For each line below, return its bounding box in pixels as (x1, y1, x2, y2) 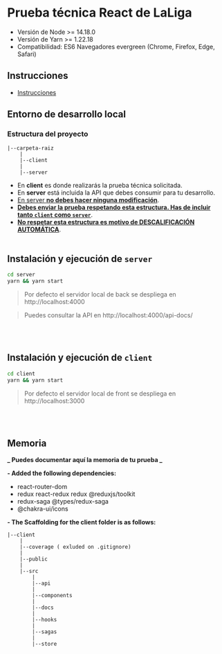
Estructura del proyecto (7, 130, 89, 139)
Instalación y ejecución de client (7, 352, 153, 364)
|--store (32, 641, 57, 648)
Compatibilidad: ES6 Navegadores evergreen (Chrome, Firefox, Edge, (17, 42, 216, 51)
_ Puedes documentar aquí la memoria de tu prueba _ (7, 456, 163, 464)
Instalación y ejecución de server (7, 253, 153, 265)
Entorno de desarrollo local (7, 109, 127, 121)
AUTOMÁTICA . (17, 225, 61, 233)
